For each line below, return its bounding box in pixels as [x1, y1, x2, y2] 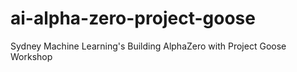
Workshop [10, 50, 53, 62]
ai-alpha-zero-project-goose [10, 7, 256, 30]
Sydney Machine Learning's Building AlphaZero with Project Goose [10, 40, 287, 52]
